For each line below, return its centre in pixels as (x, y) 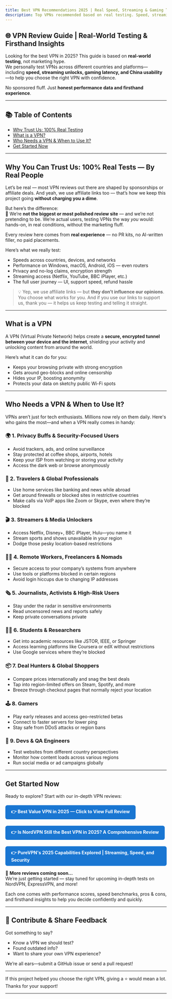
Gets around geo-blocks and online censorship (62, 372)
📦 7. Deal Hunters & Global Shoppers (52, 666)
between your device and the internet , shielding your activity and (75, 341)
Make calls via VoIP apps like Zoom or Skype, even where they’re (81, 501)
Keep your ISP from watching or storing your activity (68, 459)
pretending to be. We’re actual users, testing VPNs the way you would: (80, 219)
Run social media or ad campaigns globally (58, 763)
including (15, 72)
